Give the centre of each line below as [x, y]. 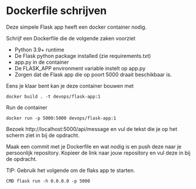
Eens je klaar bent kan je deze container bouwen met [70, 85]
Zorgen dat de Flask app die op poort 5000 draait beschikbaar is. [93, 74]
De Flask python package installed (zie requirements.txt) [82, 56]
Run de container [27, 107]
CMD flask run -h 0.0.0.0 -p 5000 [48, 181]
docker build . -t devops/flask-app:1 [53, 97]
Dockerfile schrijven [56, 11]
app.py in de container [42, 62]
